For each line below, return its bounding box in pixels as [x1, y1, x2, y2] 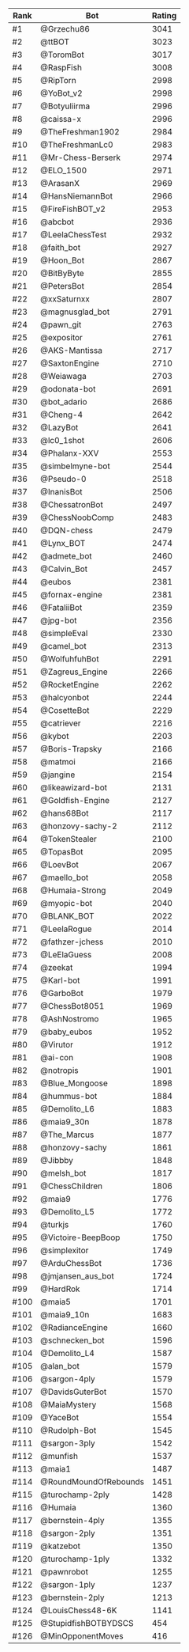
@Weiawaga [40, 371, 87, 381]
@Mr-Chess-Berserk [40, 152, 120, 163]
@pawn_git [40, 320, 82, 330]
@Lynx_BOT [40, 538, 86, 548]
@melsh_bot [40, 1168, 87, 1178]
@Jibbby [40, 1155, 73, 1165]
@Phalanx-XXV [40, 448, 99, 458]
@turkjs [40, 1219, 69, 1230]
